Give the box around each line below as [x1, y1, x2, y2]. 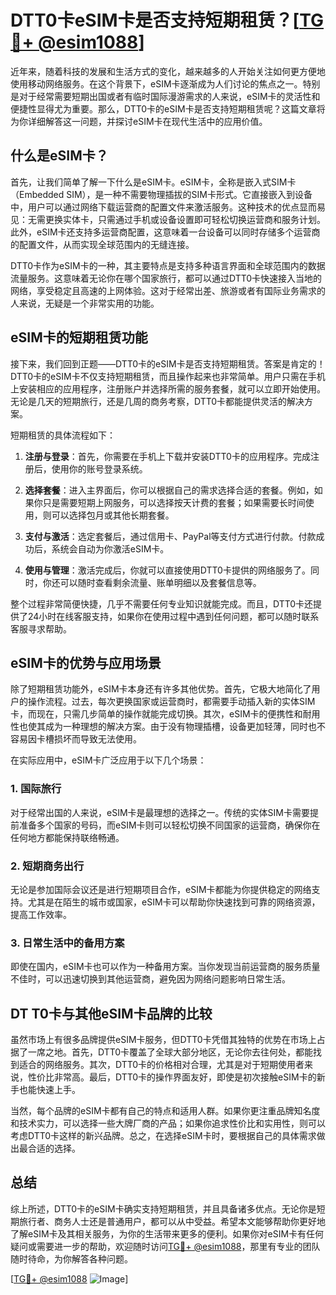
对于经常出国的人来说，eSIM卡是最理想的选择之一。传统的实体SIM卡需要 [10, 806, 310, 818]
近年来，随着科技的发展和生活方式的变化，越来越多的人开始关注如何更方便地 [10, 65, 326, 77]
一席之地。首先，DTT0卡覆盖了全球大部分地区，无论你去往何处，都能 [27, 1046, 314, 1058]
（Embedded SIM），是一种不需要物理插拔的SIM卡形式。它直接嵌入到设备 [10, 188, 313, 200]
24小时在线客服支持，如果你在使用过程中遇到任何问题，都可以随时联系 [27, 610, 320, 622]
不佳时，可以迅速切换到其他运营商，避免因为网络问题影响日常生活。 [10, 973, 291, 985]
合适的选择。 [27, 1142, 81, 1155]
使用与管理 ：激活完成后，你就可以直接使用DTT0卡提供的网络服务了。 [24, 564, 311, 576]
